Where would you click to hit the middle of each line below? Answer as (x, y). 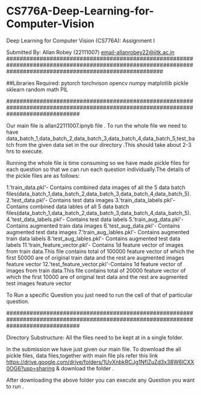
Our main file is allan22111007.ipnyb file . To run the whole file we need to (97, 125)
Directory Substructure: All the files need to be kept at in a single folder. (95, 337)
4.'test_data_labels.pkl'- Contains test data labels (67, 219)
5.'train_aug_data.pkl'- (156, 219)
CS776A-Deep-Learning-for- (80, 11)
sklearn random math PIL (37, 89)
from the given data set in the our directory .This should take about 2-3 (103, 145)
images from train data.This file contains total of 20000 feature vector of (96, 270)
